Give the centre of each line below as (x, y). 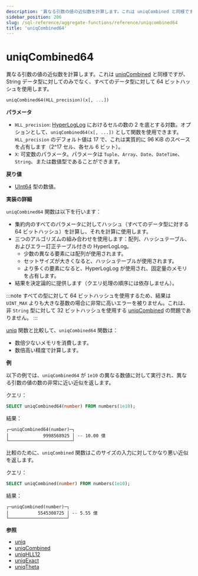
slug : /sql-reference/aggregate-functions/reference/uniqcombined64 (92, 22)
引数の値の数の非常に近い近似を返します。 (62, 383)
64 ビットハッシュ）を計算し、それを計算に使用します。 (83, 232)
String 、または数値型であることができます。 (69, 162)
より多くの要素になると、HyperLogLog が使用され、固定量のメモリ (105, 268)
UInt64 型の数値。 (37, 187)
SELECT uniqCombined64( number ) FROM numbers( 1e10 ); (71, 407)
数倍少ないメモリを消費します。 (53, 343)
